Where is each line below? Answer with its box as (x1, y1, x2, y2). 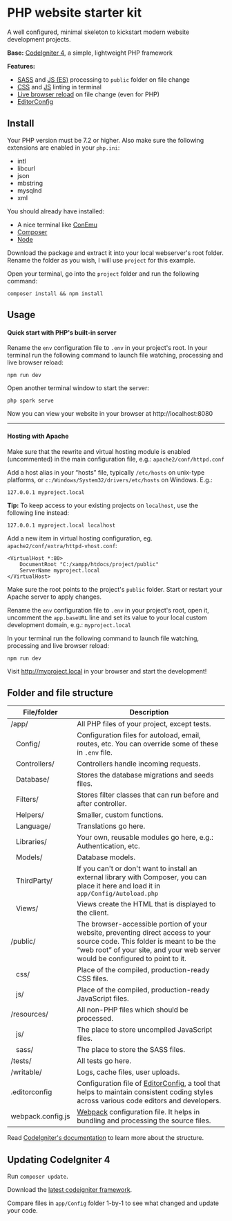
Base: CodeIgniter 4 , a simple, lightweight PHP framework (7, 49, 173, 57)
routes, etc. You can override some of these (77, 739, 219, 749)
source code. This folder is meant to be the (77, 937, 216, 947)
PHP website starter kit (7, 5, 142, 21)
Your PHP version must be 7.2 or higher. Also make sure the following (7, 136, 204, 144)
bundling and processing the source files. (77, 1116, 211, 1125)
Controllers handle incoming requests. (77, 759, 201, 768)
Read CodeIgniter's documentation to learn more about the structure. (7, 1134, 204, 1142)
